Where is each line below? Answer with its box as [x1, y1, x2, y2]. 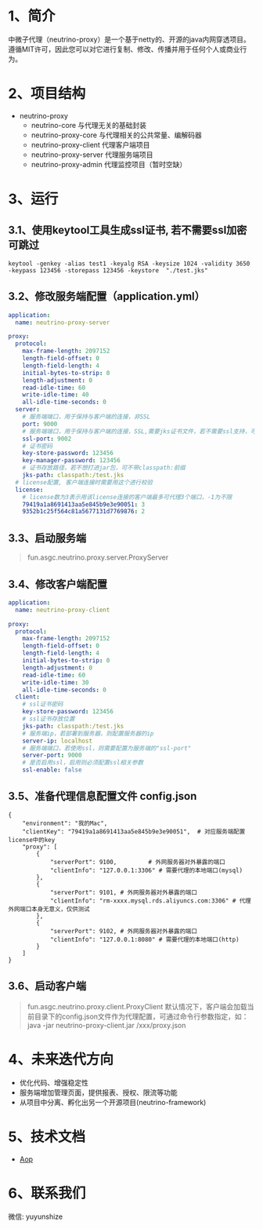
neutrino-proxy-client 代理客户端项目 [31, 140, 150, 149]
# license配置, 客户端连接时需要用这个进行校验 [15, 478, 153, 487]
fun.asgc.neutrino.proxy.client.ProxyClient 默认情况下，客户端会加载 [27, 1001, 248, 1011]
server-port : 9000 [22, 751, 82, 760]
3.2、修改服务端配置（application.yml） [8, 290, 206, 303]
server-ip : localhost [22, 737, 92, 745]
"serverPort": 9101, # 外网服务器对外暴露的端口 [49, 888, 198, 896]
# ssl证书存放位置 [22, 715, 75, 723]
